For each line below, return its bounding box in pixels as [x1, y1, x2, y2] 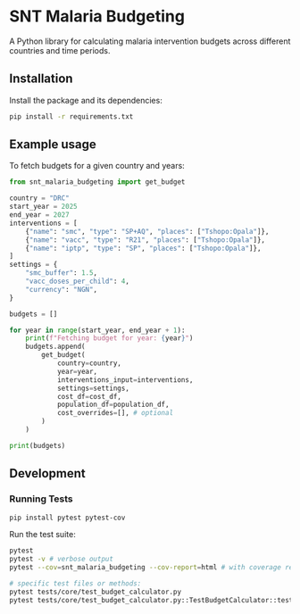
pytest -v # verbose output [9, 555, 114, 564]
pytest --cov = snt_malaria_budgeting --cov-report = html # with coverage [9, 563, 281, 572]
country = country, [56, 359, 122, 368]
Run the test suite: [9, 529, 76, 540]
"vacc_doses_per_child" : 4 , [25, 277, 129, 286]
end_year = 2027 [9, 211, 70, 220]
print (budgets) [9, 441, 66, 450]
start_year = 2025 [9, 203, 78, 212]
